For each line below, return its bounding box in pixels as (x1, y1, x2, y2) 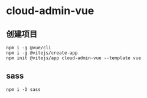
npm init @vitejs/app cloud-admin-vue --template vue (6, 55, 142, 61)
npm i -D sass (6, 86, 41, 92)
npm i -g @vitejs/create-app (6, 50, 78, 56)
